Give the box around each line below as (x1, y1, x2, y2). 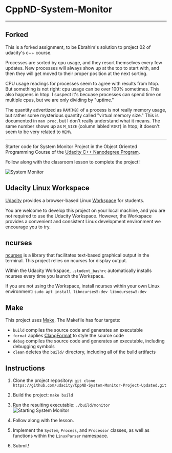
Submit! (12, 443, 29, 448)
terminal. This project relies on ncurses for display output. (5, 258, 127, 264)
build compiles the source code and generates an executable (12, 327, 143, 333)
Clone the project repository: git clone (12, 377, 96, 384)
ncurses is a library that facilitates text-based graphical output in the (5, 252, 149, 258)
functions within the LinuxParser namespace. (12, 433, 109, 439)
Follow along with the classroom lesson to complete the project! (5, 158, 140, 165)
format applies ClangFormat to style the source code (12, 333, 124, 339)
